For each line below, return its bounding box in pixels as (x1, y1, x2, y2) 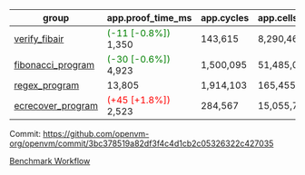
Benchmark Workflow (9, 156, 91, 166)
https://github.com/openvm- (43, 129, 150, 139)
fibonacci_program (14, 59, 95, 71)
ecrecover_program (14, 100, 98, 112)
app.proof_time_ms (106, 12, 192, 24)
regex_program (14, 79, 80, 92)
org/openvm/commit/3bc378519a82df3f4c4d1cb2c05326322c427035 (9, 138, 274, 149)
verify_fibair (14, 33, 64, 44)
